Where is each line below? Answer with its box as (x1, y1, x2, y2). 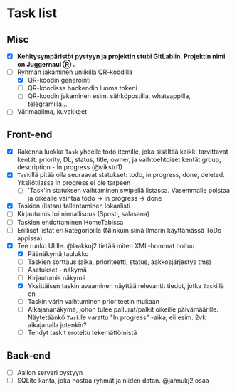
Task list (6, 5, 58, 21)
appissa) (16, 233, 43, 243)
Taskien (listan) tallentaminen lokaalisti (16, 201, 131, 211)
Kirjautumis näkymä (27, 273, 86, 282)
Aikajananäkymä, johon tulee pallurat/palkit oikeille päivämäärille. (27, 305, 218, 314)
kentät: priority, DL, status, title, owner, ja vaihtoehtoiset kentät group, (16, 155, 221, 164)
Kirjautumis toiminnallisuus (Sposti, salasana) (16, 210, 150, 218)
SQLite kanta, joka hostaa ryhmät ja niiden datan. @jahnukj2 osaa (16, 376, 209, 385)
